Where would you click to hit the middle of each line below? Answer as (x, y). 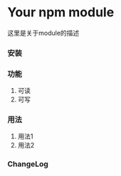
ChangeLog (28, 164)
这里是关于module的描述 (43, 33)
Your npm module (61, 12)
